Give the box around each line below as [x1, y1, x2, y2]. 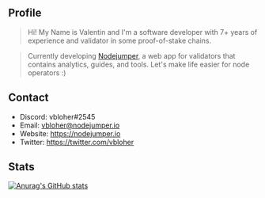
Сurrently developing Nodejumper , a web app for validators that [27, 51, 236, 60]
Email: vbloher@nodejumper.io [19, 120, 120, 130]
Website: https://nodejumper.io [19, 128, 121, 138]
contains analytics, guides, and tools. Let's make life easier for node [27, 59, 250, 69]
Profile [8, 6, 42, 20]
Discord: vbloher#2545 [19, 112, 96, 121]
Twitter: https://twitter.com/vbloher [19, 137, 134, 147]
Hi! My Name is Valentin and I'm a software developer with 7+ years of [27, 27, 258, 36]
